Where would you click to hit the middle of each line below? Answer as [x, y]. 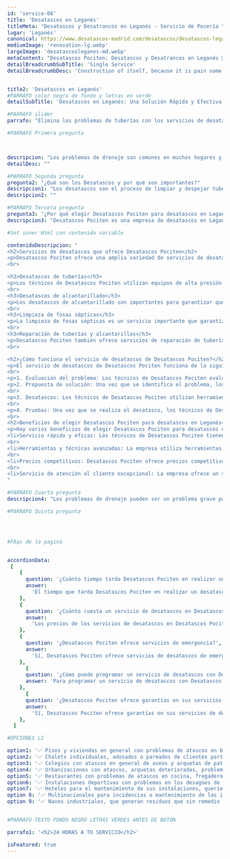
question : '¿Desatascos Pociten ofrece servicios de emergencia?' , [124, 643]
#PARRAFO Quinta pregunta [44, 511]
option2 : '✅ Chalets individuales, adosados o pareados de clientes [107, 757]
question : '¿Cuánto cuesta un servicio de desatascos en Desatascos [125, 611]
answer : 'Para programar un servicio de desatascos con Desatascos [124, 681]
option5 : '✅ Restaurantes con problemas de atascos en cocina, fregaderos [117, 776]
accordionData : [29, 560]
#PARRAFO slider [30, 114]
